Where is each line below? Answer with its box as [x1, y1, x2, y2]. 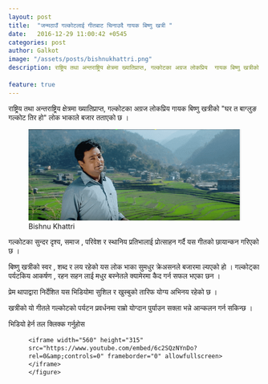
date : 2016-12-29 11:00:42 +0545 [8, 30, 128, 38]
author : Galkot [8, 46, 59, 55]
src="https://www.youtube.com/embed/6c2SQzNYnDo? [28, 344, 198, 352]
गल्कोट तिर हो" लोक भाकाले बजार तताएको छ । [8, 112, 129, 122]
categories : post [8, 38, 67, 46]
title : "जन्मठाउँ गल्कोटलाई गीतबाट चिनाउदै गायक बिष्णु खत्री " [8, 21, 173, 30]
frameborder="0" [107, 352, 162, 360]
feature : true [8, 80, 56, 88]
